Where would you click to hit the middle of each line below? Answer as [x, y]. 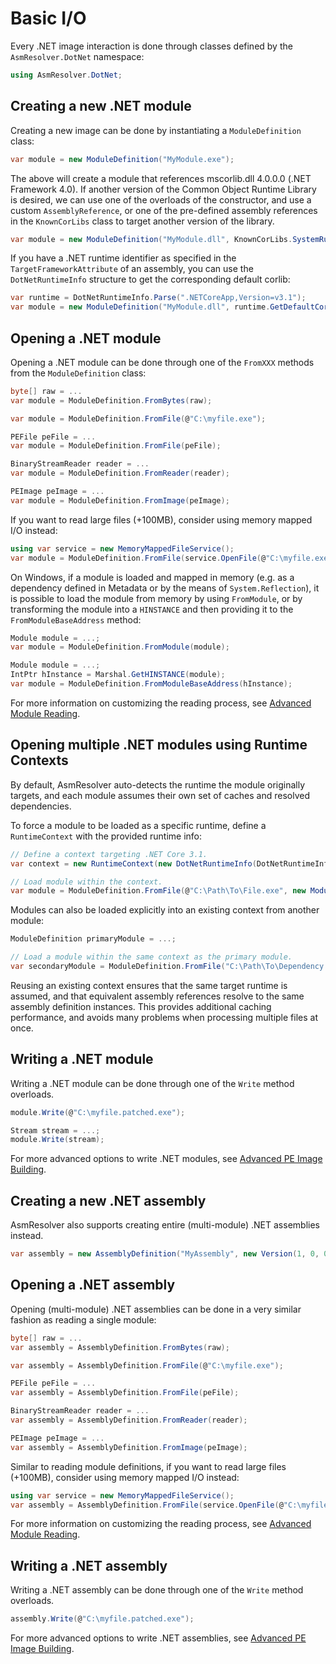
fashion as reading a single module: [83, 1319]
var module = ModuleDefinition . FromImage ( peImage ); [120, 500]
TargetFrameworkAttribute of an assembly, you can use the [132, 269]
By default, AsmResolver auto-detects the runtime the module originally [158, 784]
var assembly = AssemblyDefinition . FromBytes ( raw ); [120, 1347]
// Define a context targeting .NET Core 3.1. [109, 854]
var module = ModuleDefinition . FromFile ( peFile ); [116, 446]
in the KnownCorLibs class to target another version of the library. [142, 221]
